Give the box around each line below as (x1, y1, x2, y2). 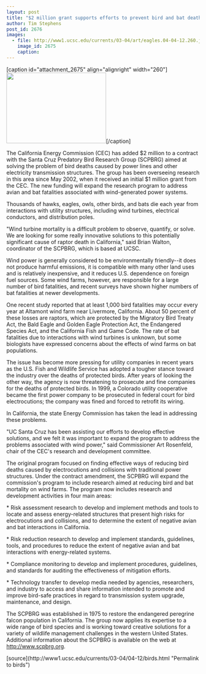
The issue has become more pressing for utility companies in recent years (6, 358, 194, 366)
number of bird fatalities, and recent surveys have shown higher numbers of (6, 283, 199, 290)
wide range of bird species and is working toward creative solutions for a (6, 623, 191, 630)
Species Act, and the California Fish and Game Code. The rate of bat (6, 327, 180, 334)
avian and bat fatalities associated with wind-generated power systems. (6, 188, 188, 196)
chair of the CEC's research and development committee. (6, 447, 151, 454)
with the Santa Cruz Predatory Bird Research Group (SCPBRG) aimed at (6, 156, 187, 163)
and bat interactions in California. (6, 523, 90, 530)
